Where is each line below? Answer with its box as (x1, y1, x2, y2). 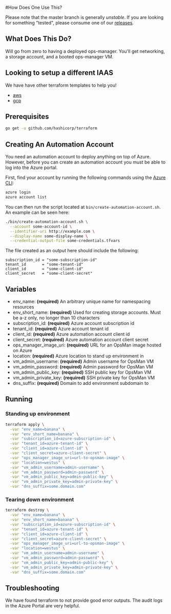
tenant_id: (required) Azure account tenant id (12, 325, 109, 332)
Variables (5, 284, 37, 294)
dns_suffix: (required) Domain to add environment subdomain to (12, 380, 149, 386)
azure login (5, 190, 31, 195)
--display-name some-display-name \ (10, 233, 88, 239)
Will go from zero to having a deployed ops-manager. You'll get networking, (5, 48, 165, 54)
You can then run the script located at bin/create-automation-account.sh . (5, 203, 161, 210)
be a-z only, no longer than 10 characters (12, 315, 100, 321)
